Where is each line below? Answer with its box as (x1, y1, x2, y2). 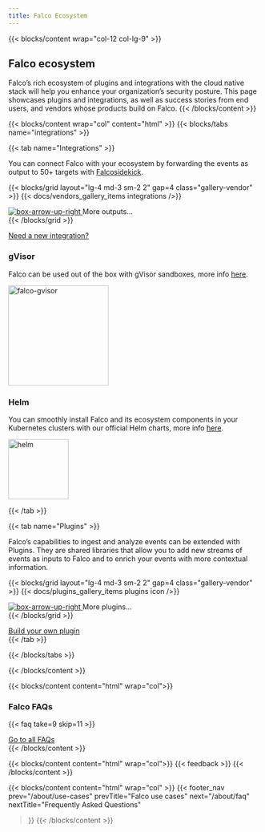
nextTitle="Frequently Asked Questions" (8, 800, 142, 810)
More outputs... (82, 207, 134, 216)
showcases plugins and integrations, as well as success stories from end (8, 95, 249, 105)
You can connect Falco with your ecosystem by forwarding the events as (8, 159, 249, 168)
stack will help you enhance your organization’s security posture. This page (8, 87, 258, 96)
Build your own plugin (8, 626, 80, 636)
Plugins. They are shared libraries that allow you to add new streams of (8, 546, 243, 555)
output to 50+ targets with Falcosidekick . (8, 168, 144, 177)
